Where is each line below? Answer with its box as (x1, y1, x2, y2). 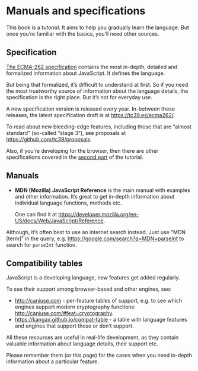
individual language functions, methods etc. (14, 199, 122, 206)
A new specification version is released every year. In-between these (6, 105, 175, 112)
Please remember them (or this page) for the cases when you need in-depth (6, 352, 193, 359)
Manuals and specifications (6, 4, 146, 18)
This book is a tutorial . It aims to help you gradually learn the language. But (6, 24, 189, 31)
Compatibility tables (6, 258, 83, 268)
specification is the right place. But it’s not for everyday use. (6, 93, 153, 100)
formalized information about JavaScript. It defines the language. (6, 70, 165, 77)
